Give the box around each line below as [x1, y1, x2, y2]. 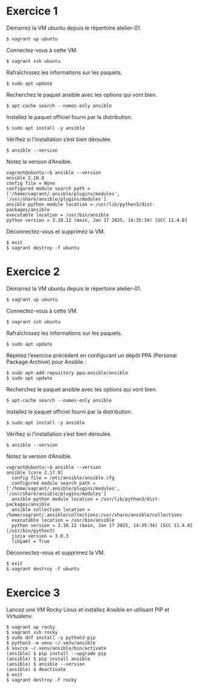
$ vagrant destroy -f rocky [6, 677, 77, 683]
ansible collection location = [11, 506, 91, 513]
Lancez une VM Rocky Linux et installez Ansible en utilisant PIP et [6, 606, 170, 613]
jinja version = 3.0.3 [11, 533, 69, 539]
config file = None [6, 180, 56, 186]
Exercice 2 [6, 265, 60, 279]
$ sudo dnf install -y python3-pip [6, 635, 96, 641]
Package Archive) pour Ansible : [6, 358, 86, 365]
